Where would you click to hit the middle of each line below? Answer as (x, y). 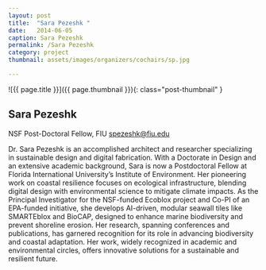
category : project (39, 52)
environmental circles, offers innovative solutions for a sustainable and (124, 250)
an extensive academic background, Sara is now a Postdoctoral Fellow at (128, 166)
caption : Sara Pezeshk (46, 38)
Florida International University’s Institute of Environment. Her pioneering (127, 174)
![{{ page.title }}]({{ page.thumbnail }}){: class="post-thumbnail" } (116, 89)
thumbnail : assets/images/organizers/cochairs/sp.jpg (99, 60)
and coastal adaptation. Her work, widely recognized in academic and (123, 241)
